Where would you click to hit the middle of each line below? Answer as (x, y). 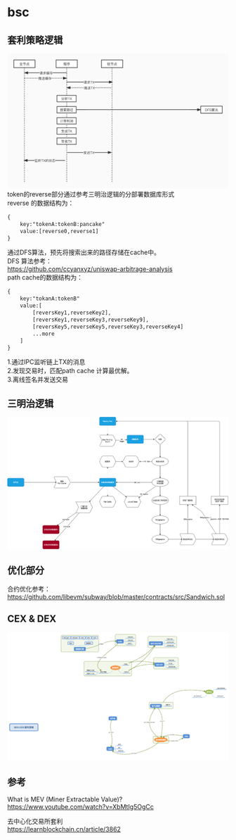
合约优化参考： (29, 589)
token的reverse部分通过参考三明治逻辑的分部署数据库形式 (91, 194)
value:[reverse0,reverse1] (59, 231)
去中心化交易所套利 (35, 822)
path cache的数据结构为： (45, 277)
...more (44, 334)
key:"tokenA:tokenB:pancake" (63, 224)
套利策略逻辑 (35, 40)
